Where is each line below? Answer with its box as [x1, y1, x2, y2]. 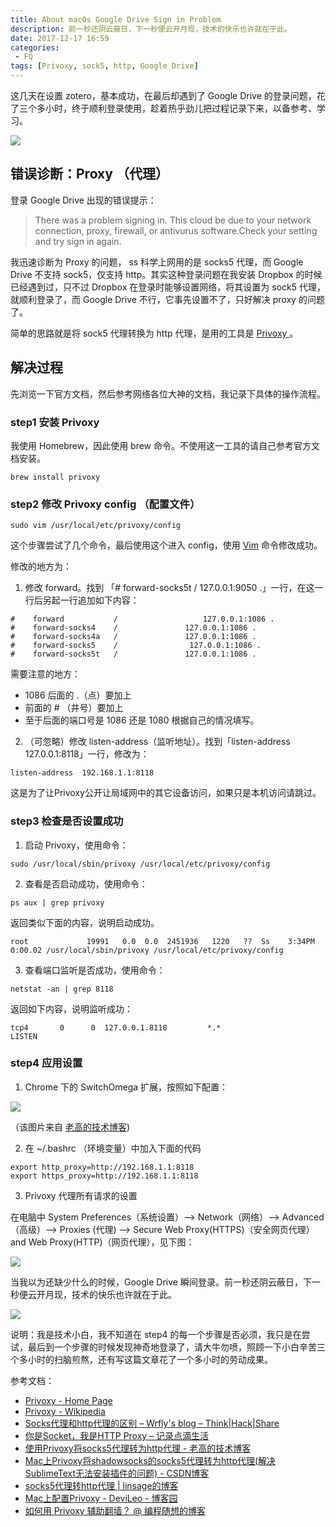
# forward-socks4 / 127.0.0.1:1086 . [10, 623, 257, 633]
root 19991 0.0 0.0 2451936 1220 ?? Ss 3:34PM [10, 936, 315, 946]
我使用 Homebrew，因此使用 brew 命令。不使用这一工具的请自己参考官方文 [10, 439, 320, 451]
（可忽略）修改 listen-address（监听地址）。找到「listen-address [24, 736, 291, 748]
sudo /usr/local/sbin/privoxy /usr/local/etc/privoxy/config [10, 859, 271, 869]
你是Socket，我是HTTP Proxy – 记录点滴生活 [24, 1429, 210, 1441]
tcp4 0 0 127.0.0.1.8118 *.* [10, 1022, 222, 1033]
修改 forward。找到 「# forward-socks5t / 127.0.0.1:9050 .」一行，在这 [24, 582, 315, 594]
